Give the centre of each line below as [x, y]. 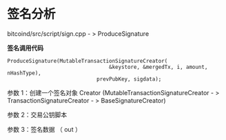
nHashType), [24, 73]
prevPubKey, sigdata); [129, 79]
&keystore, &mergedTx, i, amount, [158, 67]
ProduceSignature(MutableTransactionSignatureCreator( [88, 61]
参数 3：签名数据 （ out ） [44, 129]
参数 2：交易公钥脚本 [37, 114]
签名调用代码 [25, 48]
